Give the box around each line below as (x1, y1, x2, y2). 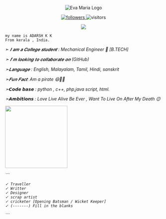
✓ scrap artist (5, 195, 38, 200)
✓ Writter (5, 186, 26, 191)
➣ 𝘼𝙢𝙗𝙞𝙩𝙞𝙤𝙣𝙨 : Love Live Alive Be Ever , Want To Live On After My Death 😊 (5, 96, 161, 102)
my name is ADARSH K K (5, 33, 52, 38)
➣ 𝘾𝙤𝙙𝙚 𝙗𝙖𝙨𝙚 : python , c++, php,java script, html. (5, 86, 110, 92)
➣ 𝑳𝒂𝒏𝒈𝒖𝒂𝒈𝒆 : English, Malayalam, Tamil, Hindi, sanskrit (5, 66, 119, 72)
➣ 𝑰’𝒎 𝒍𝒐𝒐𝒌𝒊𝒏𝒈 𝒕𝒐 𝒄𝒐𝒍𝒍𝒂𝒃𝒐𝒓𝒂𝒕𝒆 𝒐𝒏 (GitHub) (5, 56, 89, 62)
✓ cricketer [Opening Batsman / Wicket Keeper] (5, 199, 106, 204)
